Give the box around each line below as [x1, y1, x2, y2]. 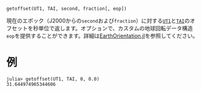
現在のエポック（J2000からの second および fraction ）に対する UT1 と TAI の [6, 17, 191, 24]
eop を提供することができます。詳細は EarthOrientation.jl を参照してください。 [6, 32, 199, 39]
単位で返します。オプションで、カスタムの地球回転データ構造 [38, 25, 194, 31]
